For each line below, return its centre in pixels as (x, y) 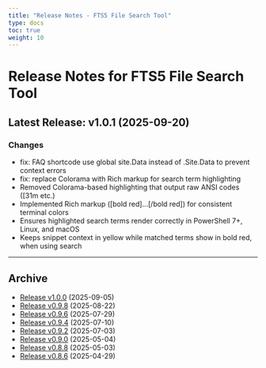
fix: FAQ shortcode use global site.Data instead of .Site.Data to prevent (135, 162)
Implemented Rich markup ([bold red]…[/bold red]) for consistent (126, 204)
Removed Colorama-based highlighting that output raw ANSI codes (129, 187)
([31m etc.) (37, 196)
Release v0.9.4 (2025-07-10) (67, 322)
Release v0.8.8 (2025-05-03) (68, 347)
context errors (43, 171)
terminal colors (44, 212)
